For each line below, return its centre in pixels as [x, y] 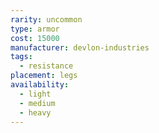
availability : [40, 85]
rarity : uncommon [46, 19]
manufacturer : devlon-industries [80, 47]
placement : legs [44, 76]
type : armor [35, 29]
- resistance [46, 66]
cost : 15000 [35, 38]
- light [35, 94]
